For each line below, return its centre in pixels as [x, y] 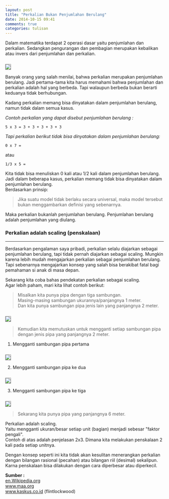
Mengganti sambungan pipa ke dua [49, 367]
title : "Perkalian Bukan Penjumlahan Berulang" [56, 15]
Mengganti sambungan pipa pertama [51, 344]
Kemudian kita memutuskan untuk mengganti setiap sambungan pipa [89, 329]
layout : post [19, 10]
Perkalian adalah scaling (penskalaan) [53, 233]
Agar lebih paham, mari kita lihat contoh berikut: [55, 285]
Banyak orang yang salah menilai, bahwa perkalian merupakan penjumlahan [84, 77]
